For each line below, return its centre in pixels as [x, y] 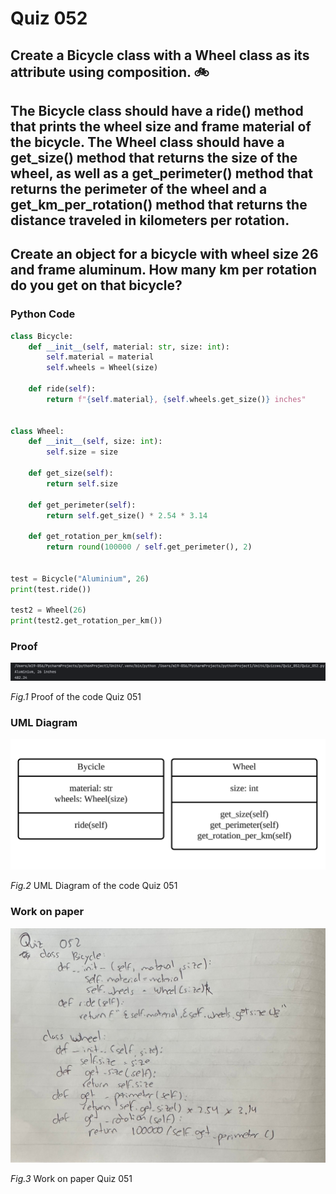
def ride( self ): [62, 389]
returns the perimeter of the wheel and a [139, 188]
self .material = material [100, 357]
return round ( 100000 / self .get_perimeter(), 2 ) [149, 547]
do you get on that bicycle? [96, 285]
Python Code [43, 314]
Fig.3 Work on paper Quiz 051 [71, 1179]
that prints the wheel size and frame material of [161, 126]
